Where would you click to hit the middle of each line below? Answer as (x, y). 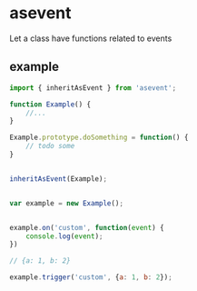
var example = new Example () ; (67, 203)
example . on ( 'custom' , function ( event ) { (87, 227)
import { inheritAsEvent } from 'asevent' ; (93, 88)
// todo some (50, 146)
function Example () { (50, 104)
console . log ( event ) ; (64, 236)
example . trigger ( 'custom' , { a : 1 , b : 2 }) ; (91, 277)
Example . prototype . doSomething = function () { (99, 138)
